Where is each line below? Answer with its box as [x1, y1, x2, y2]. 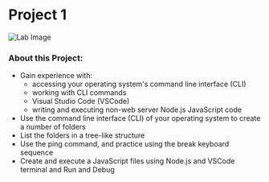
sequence [19, 147, 54, 158]
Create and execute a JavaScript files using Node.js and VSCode [19, 156, 235, 166]
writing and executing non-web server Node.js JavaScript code [31, 105, 243, 114]
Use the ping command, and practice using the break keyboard [19, 139, 230, 149]
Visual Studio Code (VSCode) [31, 97, 130, 106]
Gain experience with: [19, 71, 92, 81]
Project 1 [8, 6, 67, 24]
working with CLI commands [31, 88, 127, 97]
